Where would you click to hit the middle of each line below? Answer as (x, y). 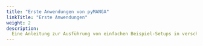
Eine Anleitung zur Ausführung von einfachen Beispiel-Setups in (96, 34)
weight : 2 (19, 23)
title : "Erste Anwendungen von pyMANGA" (58, 12)
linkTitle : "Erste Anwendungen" (47, 17)
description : (23, 28)
